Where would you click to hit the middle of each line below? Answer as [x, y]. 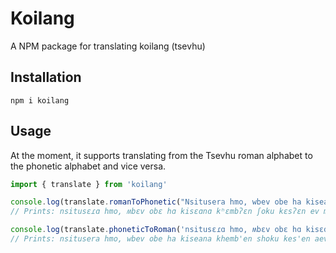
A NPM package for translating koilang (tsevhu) [108, 46]
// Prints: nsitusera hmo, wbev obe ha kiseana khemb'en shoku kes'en [160, 239]
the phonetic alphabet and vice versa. [88, 166]
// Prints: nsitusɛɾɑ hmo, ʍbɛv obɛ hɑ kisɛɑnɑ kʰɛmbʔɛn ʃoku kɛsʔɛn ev [165, 212]
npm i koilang [40, 100]
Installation [46, 77]
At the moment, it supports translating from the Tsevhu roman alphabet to [161, 155]
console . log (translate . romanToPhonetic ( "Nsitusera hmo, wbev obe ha [156, 202]
